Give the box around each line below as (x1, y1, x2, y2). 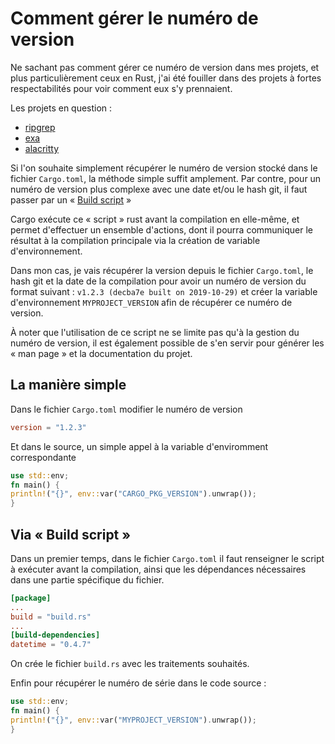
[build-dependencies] (10, 630, 101, 641)
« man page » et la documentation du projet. (10, 347, 193, 359)
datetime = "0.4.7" (10, 640, 92, 650)
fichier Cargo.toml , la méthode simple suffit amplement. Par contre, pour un (10, 172, 322, 184)
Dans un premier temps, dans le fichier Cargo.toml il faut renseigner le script (10, 552, 325, 564)
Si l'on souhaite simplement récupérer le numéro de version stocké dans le (10, 162, 318, 174)
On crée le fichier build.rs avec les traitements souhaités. (10, 658, 250, 670)
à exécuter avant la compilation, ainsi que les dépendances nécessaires (10, 563, 307, 575)
